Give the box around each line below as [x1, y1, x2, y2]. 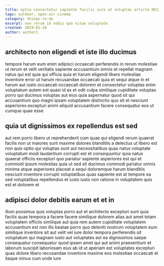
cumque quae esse [5, 108, 44, 113]
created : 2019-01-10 [5, 25, 47, 30]
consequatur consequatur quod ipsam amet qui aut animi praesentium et [5, 240, 151, 246]
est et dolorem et [5, 181, 40, 187]
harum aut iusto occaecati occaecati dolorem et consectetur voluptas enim [5, 82, 156, 88]
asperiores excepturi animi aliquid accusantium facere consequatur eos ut [5, 102, 154, 108]
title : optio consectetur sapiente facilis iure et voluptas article [5, 7, 150, 12]
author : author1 [5, 30, 38, 35]
